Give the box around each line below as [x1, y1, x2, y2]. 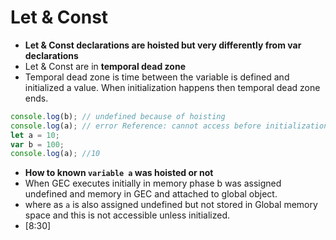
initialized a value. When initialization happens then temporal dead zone [24, 81, 321, 93]
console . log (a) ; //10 [10, 149, 101, 159]
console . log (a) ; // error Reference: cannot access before [10, 121, 262, 131]
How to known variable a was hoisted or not [24, 167, 214, 179]
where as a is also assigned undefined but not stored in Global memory [24, 199, 318, 211]
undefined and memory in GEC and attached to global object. [24, 188, 278, 200]
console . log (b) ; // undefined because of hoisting [10, 111, 226, 121]
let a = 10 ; [10, 130, 60, 140]
